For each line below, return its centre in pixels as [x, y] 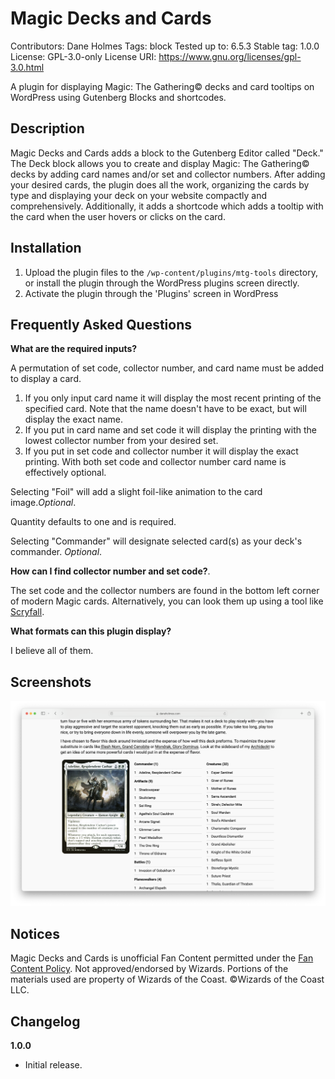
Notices [35, 933]
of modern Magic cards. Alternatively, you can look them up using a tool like [167, 601]
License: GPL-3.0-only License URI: [83, 56]
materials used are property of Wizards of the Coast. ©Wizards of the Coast [167, 979]
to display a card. [46, 379]
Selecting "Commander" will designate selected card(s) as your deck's [156, 541]
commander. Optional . [56, 552]
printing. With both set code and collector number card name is [155, 462]
